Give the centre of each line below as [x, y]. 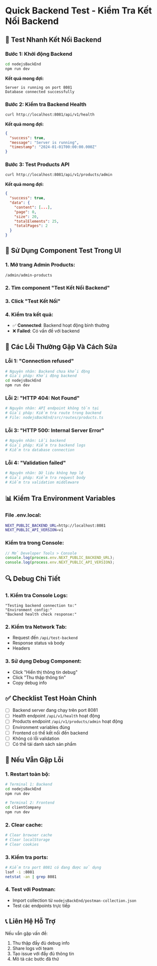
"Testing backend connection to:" [41, 605]
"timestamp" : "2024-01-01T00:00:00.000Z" [53, 147]
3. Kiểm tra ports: [27, 857]
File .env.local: [23, 515]
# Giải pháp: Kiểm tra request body [45, 478]
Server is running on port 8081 [39, 87]
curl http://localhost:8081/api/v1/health [50, 115]
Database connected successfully [40, 92]
